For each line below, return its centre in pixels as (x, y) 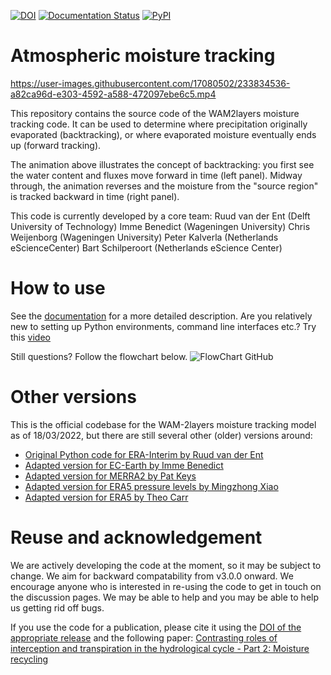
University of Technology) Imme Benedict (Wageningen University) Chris (160, 226)
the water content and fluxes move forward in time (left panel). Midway (156, 175)
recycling (29, 659)
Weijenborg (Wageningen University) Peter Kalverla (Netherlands (144, 237)
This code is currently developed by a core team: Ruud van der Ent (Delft (160, 216)
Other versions (73, 397)
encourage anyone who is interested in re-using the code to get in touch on (166, 586)
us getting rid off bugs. (57, 607)
